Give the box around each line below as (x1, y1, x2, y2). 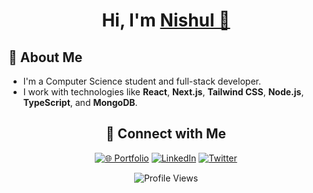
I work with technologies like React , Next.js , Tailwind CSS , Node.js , (22, 86, 305, 98)
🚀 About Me (8, 49, 83, 66)
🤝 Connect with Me (105, 125, 227, 143)
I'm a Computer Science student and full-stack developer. (22, 75, 261, 87)
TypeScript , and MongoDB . (22, 97, 138, 108)
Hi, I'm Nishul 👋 (101, 9, 231, 32)
